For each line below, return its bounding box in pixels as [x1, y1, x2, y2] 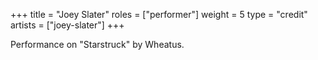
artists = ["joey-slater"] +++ [10, 19, 125, 31]
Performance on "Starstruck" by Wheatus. [10, 39, 185, 50]
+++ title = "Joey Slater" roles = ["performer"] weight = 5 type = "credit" [10, 9, 308, 20]
